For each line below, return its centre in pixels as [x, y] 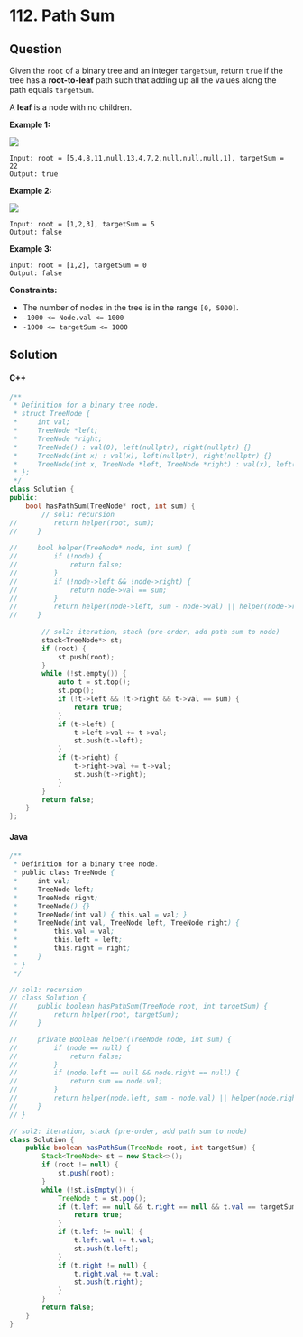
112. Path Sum [62, 16]
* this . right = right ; [72, 948]
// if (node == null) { [70, 1047]
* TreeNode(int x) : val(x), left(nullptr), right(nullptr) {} [142, 456]
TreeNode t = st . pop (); [102, 1198]
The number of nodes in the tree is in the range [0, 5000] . [130, 307]
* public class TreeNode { [64, 873]
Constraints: [33, 290]
